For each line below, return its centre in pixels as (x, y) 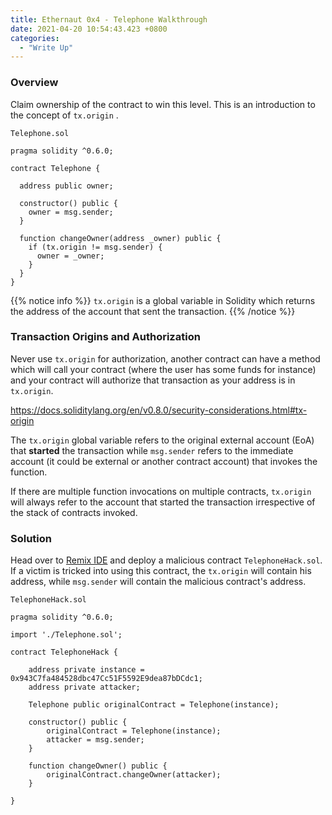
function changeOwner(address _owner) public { (120, 238)
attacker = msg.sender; (95, 740)
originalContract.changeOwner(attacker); (134, 775)
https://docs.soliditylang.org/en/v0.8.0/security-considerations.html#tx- (159, 410)
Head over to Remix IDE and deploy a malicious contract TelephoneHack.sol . (166, 560)
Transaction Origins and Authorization (105, 337)
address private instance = (86, 670)
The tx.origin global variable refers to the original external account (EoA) (162, 440)
